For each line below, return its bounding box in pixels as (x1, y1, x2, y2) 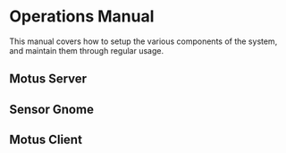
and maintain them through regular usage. (9, 45, 164, 55)
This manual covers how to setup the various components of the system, (9, 36, 278, 47)
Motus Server (9, 72, 88, 87)
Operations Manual (9, 6, 155, 27)
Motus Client (9, 132, 83, 148)
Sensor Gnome (9, 101, 94, 117)
